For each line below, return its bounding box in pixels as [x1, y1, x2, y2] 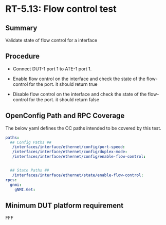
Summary [5, 24, 38, 32]
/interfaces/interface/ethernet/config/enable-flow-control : [12, 154, 146, 159]
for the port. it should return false [29, 96, 99, 103]
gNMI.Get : [14, 187, 36, 192]
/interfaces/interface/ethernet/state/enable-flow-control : [12, 173, 144, 178]
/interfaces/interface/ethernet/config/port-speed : [12, 144, 125, 149]
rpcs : [5, 177, 17, 182]
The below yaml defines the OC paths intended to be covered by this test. [5, 125, 162, 131]
